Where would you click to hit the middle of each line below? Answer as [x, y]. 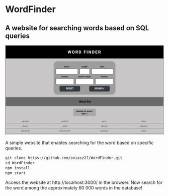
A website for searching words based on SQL [77, 28]
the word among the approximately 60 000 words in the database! [74, 187]
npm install [18, 168]
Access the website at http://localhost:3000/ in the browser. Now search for [84, 182]
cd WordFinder [20, 163]
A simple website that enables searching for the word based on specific [79, 142]
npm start [16, 173]
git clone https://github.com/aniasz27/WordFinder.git [64, 158]
